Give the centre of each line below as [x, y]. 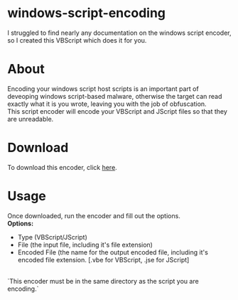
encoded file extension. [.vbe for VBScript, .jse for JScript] [103, 259]
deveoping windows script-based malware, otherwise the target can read [115, 96]
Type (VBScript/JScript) [52, 237]
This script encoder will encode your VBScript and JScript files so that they [117, 111]
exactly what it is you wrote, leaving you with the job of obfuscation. [107, 104]
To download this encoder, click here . [62, 167]
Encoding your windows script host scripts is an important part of [103, 89]
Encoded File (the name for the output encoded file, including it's [113, 252]
